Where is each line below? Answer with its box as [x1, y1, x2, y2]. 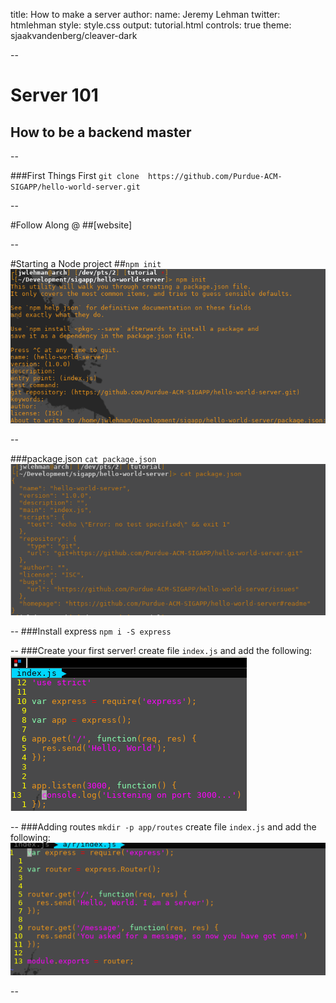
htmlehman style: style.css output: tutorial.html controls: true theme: [10, 19, 292, 31]
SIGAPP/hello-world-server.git [10, 182, 141, 192]
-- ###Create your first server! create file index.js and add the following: [10, 645, 313, 657]
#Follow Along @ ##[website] [10, 219, 133, 231]
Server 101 [10, 84, 99, 107]
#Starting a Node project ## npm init [10, 258, 162, 269]
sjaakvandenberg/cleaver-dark [10, 30, 138, 41]
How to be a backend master [10, 124, 192, 141]
